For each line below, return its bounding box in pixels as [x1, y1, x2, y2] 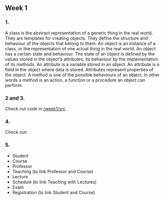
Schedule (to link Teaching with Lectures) [12, 179, 97, 185]
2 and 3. [5, 95, 25, 101]
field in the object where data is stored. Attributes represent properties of [5, 67, 154, 72]
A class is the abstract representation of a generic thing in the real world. [5, 30, 153, 36]
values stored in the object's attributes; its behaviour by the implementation [5, 56, 159, 62]
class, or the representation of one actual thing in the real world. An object [5, 45, 156, 51]
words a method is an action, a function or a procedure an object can [5, 77, 145, 83]
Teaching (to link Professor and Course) [12, 168, 94, 174]
